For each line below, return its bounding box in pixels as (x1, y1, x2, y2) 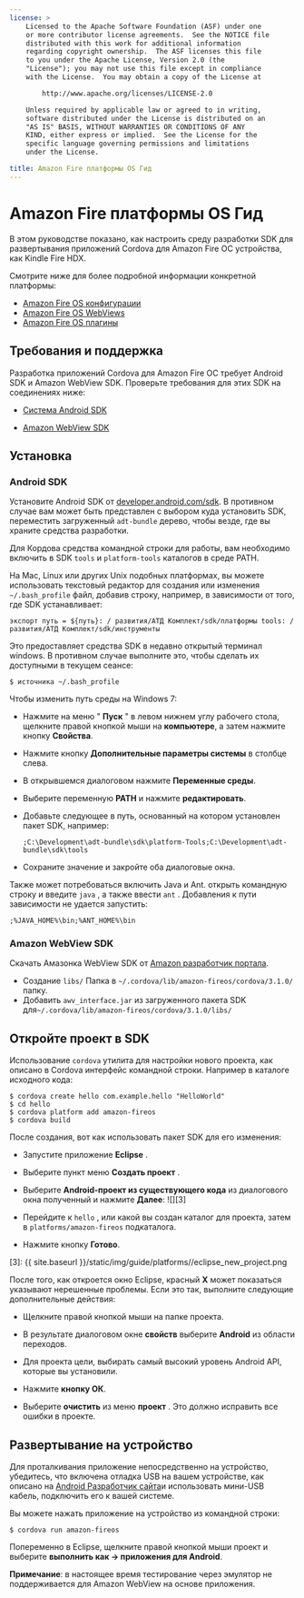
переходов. (22, 1339, 68, 1350)
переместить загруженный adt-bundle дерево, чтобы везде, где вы (9, 516, 270, 527)
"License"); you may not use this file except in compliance (25, 65, 261, 74)
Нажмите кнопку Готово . (22, 1239, 121, 1251)
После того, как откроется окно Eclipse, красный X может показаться (9, 1274, 282, 1285)
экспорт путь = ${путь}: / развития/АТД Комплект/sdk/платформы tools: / (9, 617, 295, 626)
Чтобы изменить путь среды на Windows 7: (9, 693, 178, 705)
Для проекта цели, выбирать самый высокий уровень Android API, (22, 1356, 282, 1367)
